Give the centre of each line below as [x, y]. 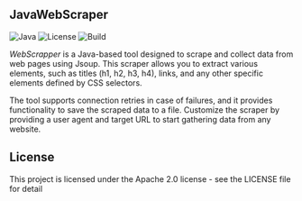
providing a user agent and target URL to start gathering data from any [140, 119]
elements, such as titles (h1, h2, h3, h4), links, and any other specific [137, 73]
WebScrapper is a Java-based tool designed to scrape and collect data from [151, 54]
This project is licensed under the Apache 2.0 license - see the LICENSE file [150, 178]
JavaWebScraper [59, 15]
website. [25, 129]
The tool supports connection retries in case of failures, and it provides [141, 100]
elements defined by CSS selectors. [76, 82]
